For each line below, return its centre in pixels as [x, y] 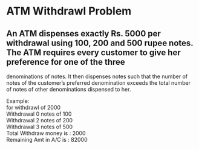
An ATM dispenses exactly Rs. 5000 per [84, 34]
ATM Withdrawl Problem [69, 11]
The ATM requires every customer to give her [94, 52]
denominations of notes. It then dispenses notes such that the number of [97, 76]
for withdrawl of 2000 [34, 108]
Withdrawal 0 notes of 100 [39, 114]
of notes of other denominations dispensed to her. [69, 89]
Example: [18, 101]
